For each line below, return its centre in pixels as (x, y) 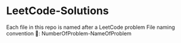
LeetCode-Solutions (58, 11)
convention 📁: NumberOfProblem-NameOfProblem (69, 33)
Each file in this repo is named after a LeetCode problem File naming (91, 27)
